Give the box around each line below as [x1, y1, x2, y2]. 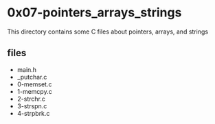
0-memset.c [16, 80, 52, 88]
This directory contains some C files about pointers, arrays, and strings [7, 27, 208, 36]
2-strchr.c [16, 95, 46, 103]
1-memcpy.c [16, 87, 53, 95]
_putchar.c [16, 73, 47, 81]
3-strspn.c [16, 101, 47, 110]
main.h [16, 65, 36, 73]
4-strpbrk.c [16, 109, 50, 117]
